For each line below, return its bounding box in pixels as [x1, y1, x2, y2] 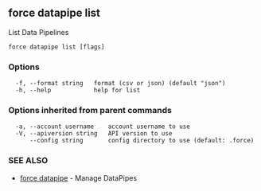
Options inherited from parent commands [8, 105, 173, 116]
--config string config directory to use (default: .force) [29, 137, 255, 145]
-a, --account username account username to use [15, 123, 191, 131]
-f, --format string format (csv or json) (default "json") [15, 80, 226, 88]
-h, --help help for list [15, 87, 141, 95]
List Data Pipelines [8, 27, 69, 37]
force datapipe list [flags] [8, 43, 105, 51]
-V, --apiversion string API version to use [15, 130, 173, 138]
